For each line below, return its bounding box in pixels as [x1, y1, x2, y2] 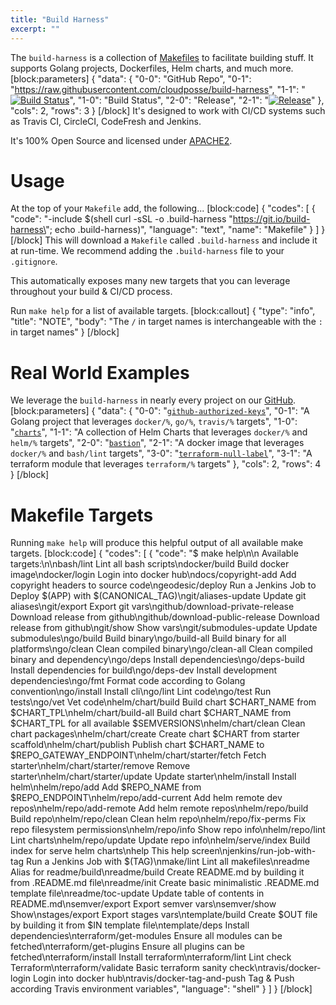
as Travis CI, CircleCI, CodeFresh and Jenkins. [10, 115, 202, 127]
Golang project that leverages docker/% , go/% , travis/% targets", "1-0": [10, 416, 298, 428]
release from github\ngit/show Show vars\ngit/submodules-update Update [10, 622, 318, 634]
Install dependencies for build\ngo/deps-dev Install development [10, 664, 278, 676]
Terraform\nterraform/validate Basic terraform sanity [10, 962, 228, 974]
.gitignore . [10, 256, 58, 268]
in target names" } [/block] [10, 326, 120, 338]
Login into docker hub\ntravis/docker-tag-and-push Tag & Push [32, 972, 295, 985]
